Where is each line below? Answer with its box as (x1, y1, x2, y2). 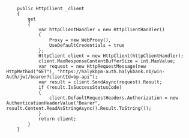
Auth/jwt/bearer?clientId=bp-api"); (6, 74, 98, 80)
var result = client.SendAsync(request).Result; (38, 79, 163, 85)
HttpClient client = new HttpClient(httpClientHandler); (38, 53, 184, 59)
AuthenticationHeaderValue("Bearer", (6, 100, 101, 106)
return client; (38, 116, 77, 122)
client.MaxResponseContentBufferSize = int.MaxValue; (38, 58, 176, 64)
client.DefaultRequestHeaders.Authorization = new (49, 95, 179, 101)
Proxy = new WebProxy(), (49, 37, 112, 43)
